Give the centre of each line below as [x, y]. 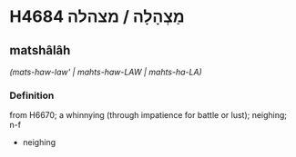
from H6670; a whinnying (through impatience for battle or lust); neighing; [148, 115]
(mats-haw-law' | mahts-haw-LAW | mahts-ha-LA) [106, 72]
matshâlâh [40, 50]
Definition [32, 95]
